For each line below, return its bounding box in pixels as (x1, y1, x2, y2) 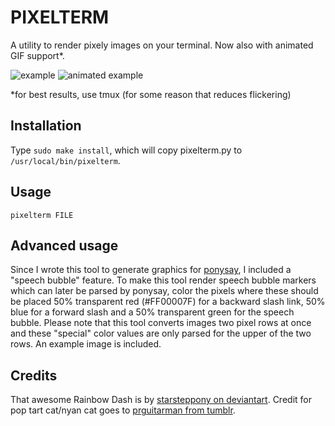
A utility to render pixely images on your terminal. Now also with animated (10, 39, 314, 51)
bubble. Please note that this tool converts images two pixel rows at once (10, 317, 312, 329)
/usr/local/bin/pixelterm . (10, 154, 121, 166)
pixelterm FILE (10, 210, 74, 220)
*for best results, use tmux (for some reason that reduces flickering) (10, 88, 292, 100)
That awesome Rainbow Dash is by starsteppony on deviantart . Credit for (10, 394, 312, 406)
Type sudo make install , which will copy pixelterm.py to (10, 144, 243, 156)
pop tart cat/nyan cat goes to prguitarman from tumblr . (10, 404, 236, 416)
